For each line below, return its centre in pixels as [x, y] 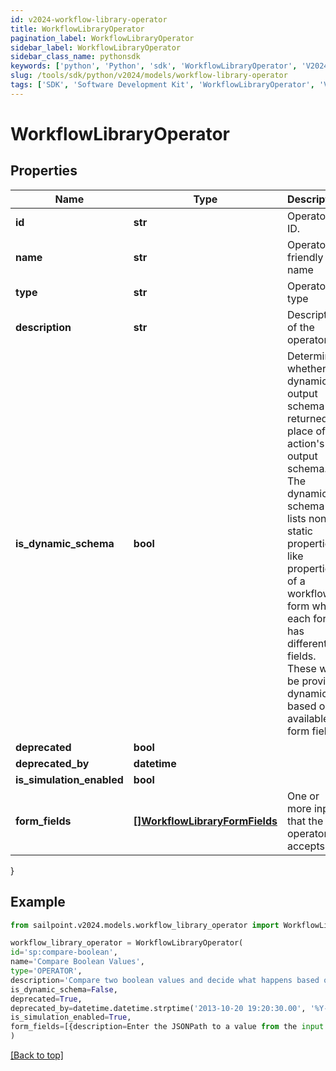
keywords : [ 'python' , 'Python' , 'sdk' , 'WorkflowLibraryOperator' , [154, 66]
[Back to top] [37, 1055]
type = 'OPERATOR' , [46, 971]
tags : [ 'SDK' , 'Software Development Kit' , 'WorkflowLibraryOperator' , [162, 85]
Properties [44, 171]
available [308, 718]
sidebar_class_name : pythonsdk [75, 57]
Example [38, 902]
